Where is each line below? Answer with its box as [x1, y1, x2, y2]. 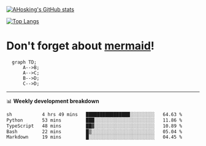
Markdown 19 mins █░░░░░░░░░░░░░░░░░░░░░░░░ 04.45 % [6, 134, 183, 141]
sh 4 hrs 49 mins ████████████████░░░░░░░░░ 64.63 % [6, 111, 183, 117]
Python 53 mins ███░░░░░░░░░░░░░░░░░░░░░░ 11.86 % [6, 117, 183, 123]
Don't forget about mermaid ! [6, 39, 155, 53]
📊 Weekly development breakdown [6, 97, 99, 104]
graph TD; [12, 59, 37, 65]
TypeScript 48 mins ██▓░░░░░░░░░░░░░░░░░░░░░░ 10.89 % [6, 123, 183, 129]
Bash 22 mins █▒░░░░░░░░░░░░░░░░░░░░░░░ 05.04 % [6, 128, 183, 134]
